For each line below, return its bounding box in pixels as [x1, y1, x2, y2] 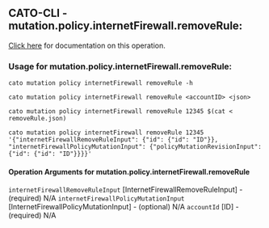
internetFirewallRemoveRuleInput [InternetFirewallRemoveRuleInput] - [8, 185, 243, 195]
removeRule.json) [8, 115, 67, 123]
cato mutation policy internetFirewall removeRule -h [8, 79, 194, 87]
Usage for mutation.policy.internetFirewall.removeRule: [8, 61, 233, 72]
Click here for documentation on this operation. [8, 40, 166, 50]
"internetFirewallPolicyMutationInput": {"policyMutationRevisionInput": [8, 143, 263, 151]
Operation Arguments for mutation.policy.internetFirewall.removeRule [8, 167, 250, 176]
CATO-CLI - [8, 6, 68, 20]
